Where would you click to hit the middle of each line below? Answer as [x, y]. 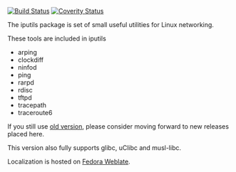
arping [27, 52]
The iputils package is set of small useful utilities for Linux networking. [111, 25]
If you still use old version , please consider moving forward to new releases [118, 127]
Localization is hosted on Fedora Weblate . [69, 161]
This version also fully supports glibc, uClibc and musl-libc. [94, 148]
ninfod [27, 67]
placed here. [26, 134]
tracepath [32, 105]
